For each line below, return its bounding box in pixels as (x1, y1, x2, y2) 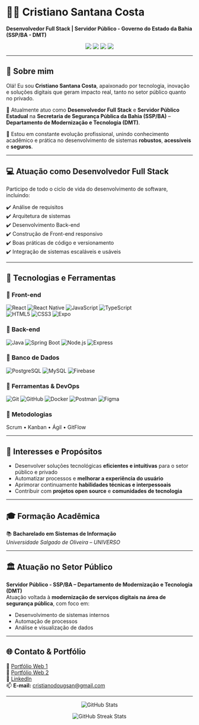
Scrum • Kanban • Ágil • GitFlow (6, 424, 86, 431)
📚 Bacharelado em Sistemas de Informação (6, 530, 117, 537)
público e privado (14, 468, 58, 476)
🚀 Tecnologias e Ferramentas (6, 273, 116, 283)
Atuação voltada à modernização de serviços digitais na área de (6, 593, 166, 600)
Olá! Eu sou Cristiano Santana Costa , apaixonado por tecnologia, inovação (6, 82, 190, 89)
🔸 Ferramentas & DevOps (6, 382, 80, 390)
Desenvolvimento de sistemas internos (14, 611, 110, 618)
